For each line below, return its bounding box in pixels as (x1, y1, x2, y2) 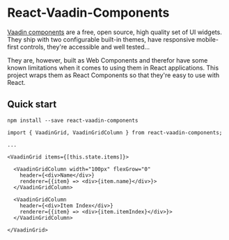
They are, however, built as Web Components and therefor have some (7, 56, 208, 64)
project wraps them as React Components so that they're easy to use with (7, 71, 220, 79)
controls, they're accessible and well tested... (19, 42, 150, 51)
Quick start (7, 99, 57, 111)
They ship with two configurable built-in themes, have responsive (7, 35, 195, 43)
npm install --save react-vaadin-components (7, 117, 139, 124)
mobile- (196, 35, 219, 43)
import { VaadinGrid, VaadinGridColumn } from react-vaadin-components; (7, 129, 223, 136)
